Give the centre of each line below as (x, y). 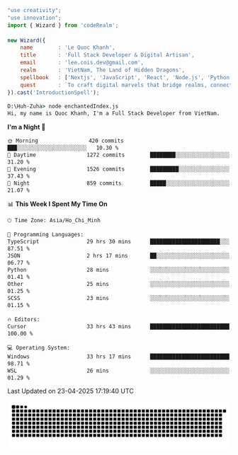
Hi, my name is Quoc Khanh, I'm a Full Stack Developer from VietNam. (114, 114)
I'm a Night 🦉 (27, 127)
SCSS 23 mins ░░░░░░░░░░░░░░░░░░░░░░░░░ (119, 299)
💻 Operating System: (39, 348)
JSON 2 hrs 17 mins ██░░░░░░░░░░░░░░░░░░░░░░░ (119, 256)
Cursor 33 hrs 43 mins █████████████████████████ (119, 327)
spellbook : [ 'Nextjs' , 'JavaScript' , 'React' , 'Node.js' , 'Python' (126, 77)
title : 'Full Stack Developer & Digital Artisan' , (107, 55)
